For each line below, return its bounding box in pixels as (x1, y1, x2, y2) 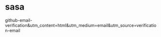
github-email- (5, 17, 32, 23)
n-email (5, 27, 20, 33)
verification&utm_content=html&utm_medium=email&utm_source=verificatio (5, 22, 157, 28)
